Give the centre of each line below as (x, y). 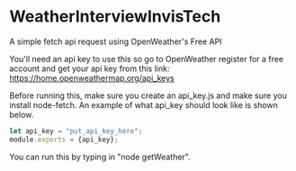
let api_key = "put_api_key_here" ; (76, 131)
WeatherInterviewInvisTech (115, 17)
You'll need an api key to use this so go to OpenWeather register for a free (147, 58)
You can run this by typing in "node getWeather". (100, 157)
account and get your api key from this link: (90, 68)
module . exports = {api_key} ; (64, 139)
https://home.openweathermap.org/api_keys (92, 77)
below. (22, 114)
